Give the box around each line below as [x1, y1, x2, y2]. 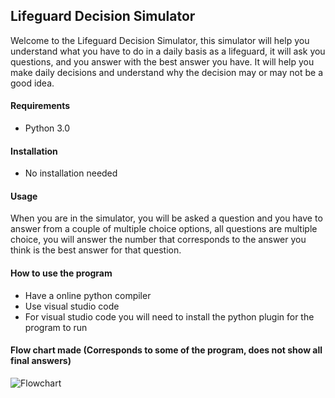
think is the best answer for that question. [10, 244, 182, 256]
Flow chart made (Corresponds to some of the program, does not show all [10, 344, 323, 356]
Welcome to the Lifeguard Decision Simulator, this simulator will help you [10, 34, 310, 46]
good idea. [10, 77, 55, 89]
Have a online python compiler [24, 289, 152, 301]
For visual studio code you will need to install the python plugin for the [24, 310, 315, 323]
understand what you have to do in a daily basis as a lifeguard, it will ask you [10, 45, 326, 57]
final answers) [10, 355, 72, 367]
